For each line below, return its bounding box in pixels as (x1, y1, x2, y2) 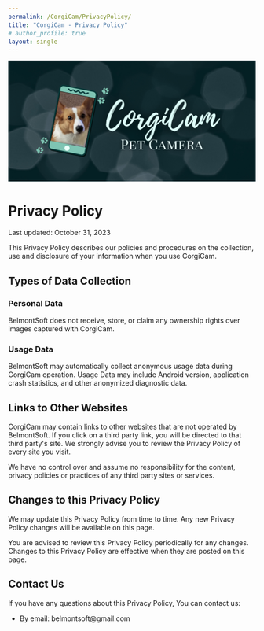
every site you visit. (8, 447, 71, 456)
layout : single (8, 38, 58, 46)
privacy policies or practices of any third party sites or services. (8, 470, 214, 480)
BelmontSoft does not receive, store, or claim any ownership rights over (8, 315, 240, 325)
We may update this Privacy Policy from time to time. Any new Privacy (8, 514, 236, 523)
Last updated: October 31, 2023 (8, 228, 112, 238)
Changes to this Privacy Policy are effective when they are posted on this (8, 546, 245, 555)
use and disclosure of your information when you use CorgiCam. (8, 252, 218, 261)
